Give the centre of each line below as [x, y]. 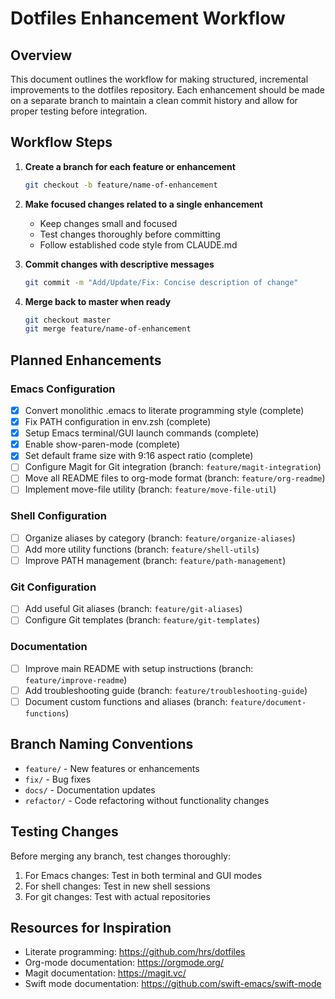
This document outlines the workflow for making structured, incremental [159, 79]
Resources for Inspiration [91, 927]
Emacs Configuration [63, 389]
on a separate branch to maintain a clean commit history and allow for [154, 100]
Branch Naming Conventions [102, 744]
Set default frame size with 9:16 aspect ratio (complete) [139, 456]
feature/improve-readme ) [76, 679]
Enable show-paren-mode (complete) [102, 444]
